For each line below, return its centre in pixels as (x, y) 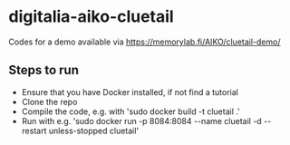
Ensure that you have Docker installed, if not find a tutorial (130, 92)
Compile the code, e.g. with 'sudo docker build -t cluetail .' (131, 111)
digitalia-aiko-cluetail (91, 17)
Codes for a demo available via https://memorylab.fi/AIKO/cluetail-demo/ (145, 42)
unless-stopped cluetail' (94, 130)
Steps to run (43, 70)
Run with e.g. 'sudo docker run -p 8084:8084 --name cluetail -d (141, 121)
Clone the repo (49, 101)
